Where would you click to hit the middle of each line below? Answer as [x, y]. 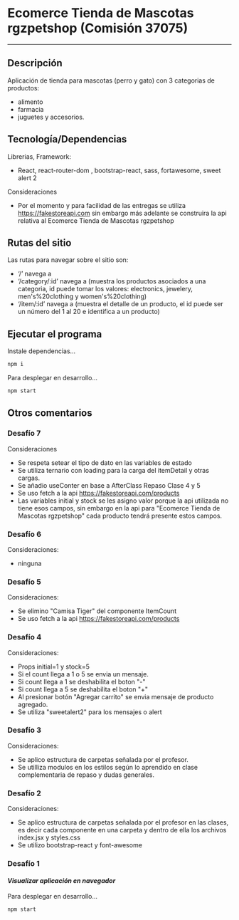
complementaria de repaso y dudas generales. [86, 775]
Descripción [35, 63]
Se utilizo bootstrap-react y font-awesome [80, 845]
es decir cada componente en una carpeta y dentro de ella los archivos [122, 830]
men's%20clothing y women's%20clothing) [82, 296]
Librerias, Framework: [39, 156]
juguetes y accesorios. [51, 117]
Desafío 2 [24, 793]
